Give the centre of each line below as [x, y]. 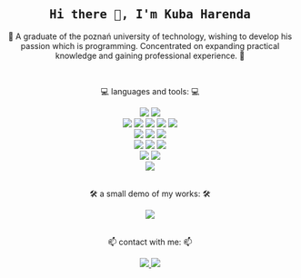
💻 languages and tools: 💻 [150, 91]
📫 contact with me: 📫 [150, 242]
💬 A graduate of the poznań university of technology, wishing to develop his [150, 36]
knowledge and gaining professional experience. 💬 [150, 55]
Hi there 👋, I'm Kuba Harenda [150, 15]
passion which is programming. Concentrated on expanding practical [150, 45]
